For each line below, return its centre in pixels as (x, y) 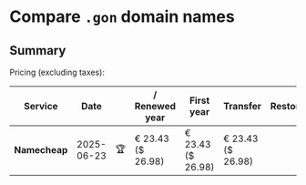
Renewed (155, 106)
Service (41, 106)
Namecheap (41, 150)
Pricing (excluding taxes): (57, 72)
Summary (38, 51)
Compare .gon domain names (122, 17)
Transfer (242, 106)
